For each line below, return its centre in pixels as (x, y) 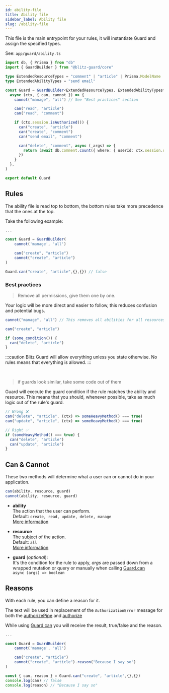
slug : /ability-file (27, 24)
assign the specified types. (33, 44)
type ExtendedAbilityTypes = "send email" (50, 81)
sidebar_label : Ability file (36, 19)
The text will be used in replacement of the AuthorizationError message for (84, 610)
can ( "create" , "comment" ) (46, 132)
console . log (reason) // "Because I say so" (52, 685)
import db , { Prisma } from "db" (40, 63)
